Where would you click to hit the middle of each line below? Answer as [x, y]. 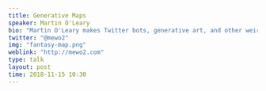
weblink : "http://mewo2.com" [56, 52]
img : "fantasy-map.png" [47, 45]
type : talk [26, 60]
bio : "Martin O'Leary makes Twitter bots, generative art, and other [125, 30]
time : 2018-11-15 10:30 [47, 74]
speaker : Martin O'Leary [49, 23]
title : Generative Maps [47, 15]
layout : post [30, 67]
